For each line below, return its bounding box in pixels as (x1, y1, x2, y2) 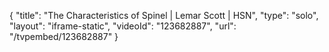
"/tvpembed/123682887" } (9, 31, 119, 42)
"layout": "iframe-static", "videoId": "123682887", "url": (9, 20, 237, 32)
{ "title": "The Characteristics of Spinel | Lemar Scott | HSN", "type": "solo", (9, 10, 319, 21)
